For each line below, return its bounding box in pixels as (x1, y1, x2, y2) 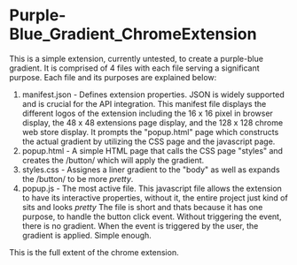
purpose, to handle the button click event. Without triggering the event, (21, 211, 282, 222)
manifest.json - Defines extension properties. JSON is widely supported (21, 89, 285, 100)
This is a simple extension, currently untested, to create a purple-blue (9, 53, 264, 64)
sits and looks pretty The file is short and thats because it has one (21, 201, 263, 212)
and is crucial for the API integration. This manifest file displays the (21, 98, 267, 109)
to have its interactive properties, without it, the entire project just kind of (21, 192, 288, 203)
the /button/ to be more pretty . (21, 173, 134, 184)
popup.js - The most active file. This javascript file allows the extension (21, 183, 282, 193)
